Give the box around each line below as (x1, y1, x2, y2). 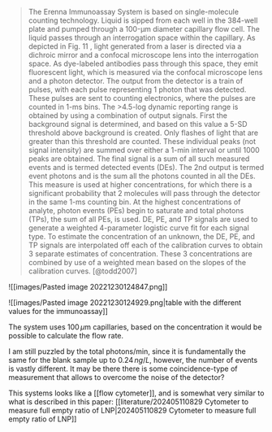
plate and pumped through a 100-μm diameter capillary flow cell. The (28, 24, 260, 33)
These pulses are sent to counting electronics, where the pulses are (28, 94, 256, 103)
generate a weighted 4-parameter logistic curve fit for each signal (28, 223, 249, 233)
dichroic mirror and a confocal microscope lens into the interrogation (28, 50, 259, 59)
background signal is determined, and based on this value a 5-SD (28, 120, 248, 129)
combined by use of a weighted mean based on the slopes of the (28, 258, 246, 267)
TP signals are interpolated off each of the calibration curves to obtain (28, 240, 263, 250)
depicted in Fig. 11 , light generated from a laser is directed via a (28, 41, 242, 51)
